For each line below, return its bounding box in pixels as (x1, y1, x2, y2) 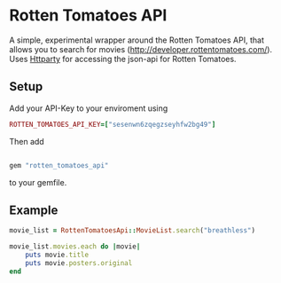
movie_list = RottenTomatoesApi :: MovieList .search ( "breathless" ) (9, 226, 255, 235)
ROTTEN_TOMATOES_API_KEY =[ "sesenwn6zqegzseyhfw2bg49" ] (9, 120, 216, 129)
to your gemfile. (9, 177, 67, 187)
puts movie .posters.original (25, 258, 133, 267)
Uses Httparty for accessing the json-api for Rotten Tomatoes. (9, 53, 237, 64)
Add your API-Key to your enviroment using (9, 103, 168, 114)
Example (9, 202, 59, 217)
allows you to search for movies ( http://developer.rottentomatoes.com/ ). (9, 43, 273, 54)
